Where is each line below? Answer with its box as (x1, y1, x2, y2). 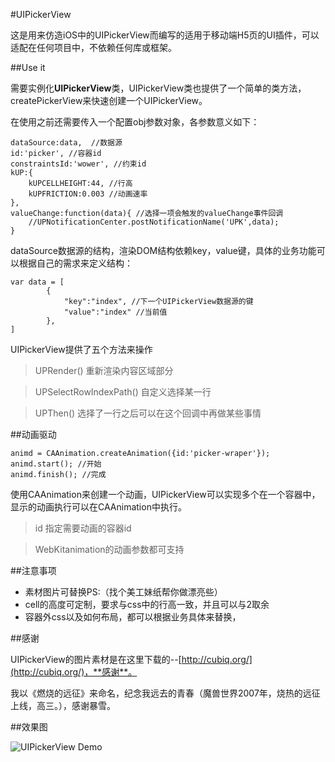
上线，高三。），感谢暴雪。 (10, 700, 116, 711)
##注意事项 (10, 565, 57, 576)
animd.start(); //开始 (10, 459, 102, 469)
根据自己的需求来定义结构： (18, 257, 133, 269)
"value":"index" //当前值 (63, 307, 168, 317)
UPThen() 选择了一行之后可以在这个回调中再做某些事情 (34, 407, 262, 419)
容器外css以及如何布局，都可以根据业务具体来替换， (24, 611, 242, 623)
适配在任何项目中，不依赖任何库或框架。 (10, 42, 177, 53)
